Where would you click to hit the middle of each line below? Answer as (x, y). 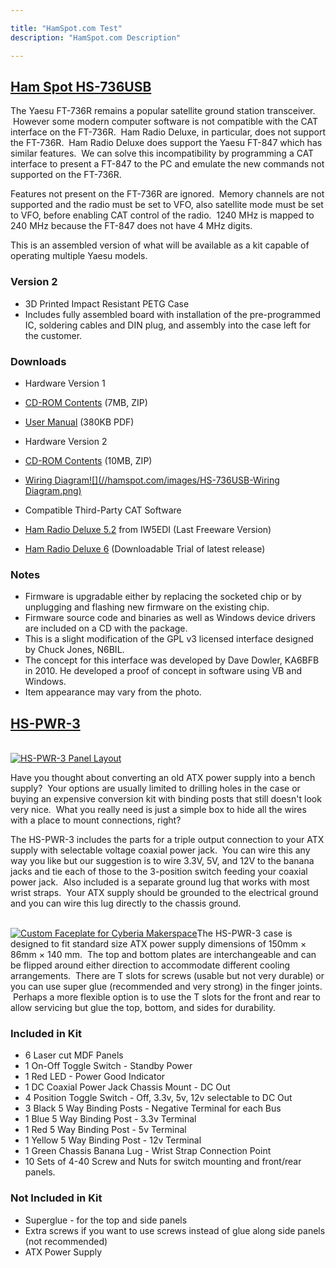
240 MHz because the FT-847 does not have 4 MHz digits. (131, 226)
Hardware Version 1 (65, 383)
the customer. (53, 335)
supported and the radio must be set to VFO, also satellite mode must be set (167, 205)
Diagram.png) (53, 490)
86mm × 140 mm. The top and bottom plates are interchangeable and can (163, 955)
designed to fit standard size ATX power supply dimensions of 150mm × (158, 944)
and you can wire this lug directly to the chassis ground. (126, 903)
